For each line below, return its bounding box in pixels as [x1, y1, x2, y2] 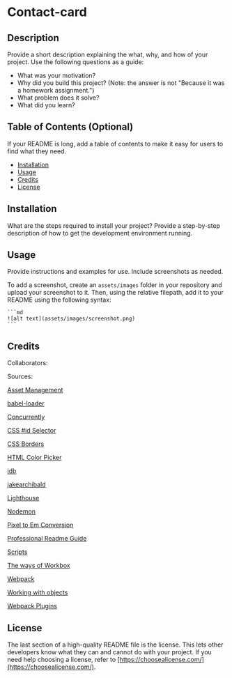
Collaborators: [7, 359, 48, 367]
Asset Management [7, 386, 63, 394]
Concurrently [7, 413, 45, 422]
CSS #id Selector [7, 426, 56, 435]
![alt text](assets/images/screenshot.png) [7, 315, 136, 323]
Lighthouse [7, 494, 40, 502]
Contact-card [7, 4, 87, 20]
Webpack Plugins [7, 602, 58, 610]
